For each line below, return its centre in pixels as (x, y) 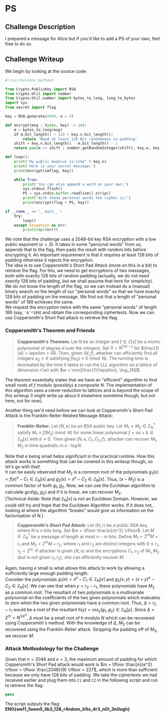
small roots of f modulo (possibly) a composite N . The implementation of (79, 385)
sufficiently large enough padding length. (47, 573)
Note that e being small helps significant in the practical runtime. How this (80, 456)
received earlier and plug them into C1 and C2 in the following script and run (82, 680)
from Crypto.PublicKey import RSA (41, 89)
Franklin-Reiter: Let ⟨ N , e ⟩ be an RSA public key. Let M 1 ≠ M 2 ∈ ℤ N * (86, 426)
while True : (26, 180)
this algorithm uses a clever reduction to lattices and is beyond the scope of (82, 390)
